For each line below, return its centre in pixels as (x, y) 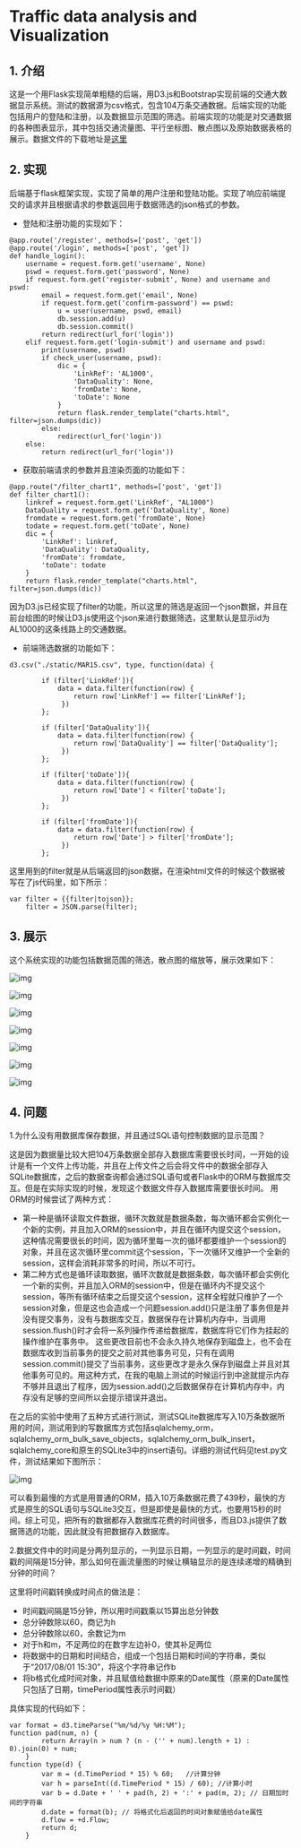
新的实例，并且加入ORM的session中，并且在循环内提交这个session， (158, 1230)
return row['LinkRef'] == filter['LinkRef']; (159, 696)
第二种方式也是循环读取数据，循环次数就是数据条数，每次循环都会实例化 (155, 1274)
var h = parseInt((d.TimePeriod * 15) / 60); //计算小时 (147, 1784)
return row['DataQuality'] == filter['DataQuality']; (176, 743)
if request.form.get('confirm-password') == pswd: (138, 303)
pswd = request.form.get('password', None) (108, 272)
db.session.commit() (95, 326)
